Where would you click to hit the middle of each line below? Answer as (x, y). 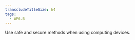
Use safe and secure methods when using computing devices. (68, 33)
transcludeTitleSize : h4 (30, 10)
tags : (10, 14)
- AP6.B (17, 19)
